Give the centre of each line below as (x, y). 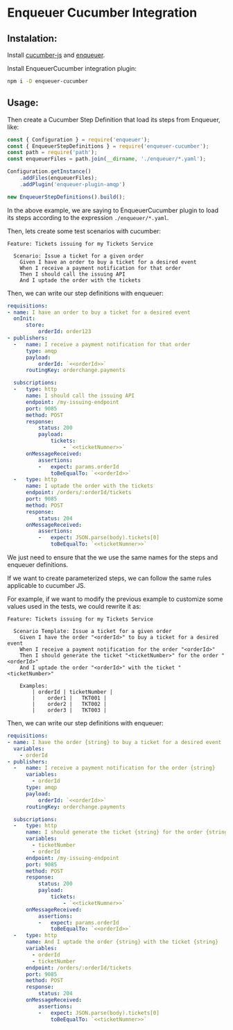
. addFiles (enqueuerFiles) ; (59, 178)
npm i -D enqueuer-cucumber (48, 81)
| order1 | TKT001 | (70, 698)
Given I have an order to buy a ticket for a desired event (108, 262)
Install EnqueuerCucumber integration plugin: (72, 68)
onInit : (25, 319)
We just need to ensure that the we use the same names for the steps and (113, 557)
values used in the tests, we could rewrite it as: (74, 607)
